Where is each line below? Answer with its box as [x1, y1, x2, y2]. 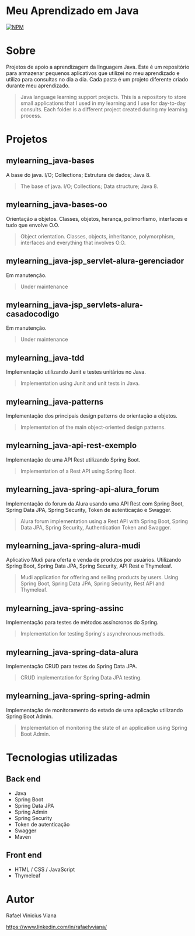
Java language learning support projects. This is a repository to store [20, 93, 187, 100]
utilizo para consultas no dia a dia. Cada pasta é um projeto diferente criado [6, 76, 189, 83]
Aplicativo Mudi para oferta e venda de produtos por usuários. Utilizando [6, 556, 182, 563]
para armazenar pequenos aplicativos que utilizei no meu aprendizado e [6, 69, 180, 77]
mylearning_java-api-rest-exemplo [6, 440, 137, 450]
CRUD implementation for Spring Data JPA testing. [20, 674, 142, 681]
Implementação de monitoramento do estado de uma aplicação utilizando [6, 706, 183, 713]
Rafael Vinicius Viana [6, 912, 57, 919]
